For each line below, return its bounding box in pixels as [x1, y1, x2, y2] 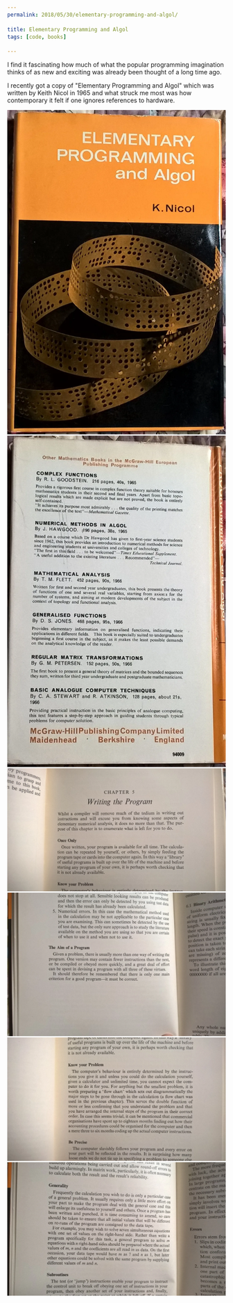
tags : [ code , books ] [7, 33, 67, 40]
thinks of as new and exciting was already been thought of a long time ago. [7, 68, 222, 77]
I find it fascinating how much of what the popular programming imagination [7, 61, 224, 69]
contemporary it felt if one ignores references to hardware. [7, 96, 175, 104]
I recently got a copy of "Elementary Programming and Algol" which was [7, 81, 214, 90]
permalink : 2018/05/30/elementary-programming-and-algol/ [7, 11, 178, 18]
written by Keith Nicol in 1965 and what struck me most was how [7, 89, 192, 97]
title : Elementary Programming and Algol [7, 26, 129, 33]
